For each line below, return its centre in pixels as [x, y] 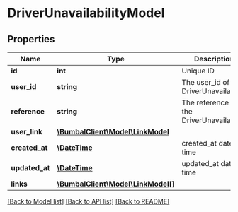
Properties [31, 39]
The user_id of [206, 82]
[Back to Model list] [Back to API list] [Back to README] [89, 201]
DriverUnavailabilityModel [86, 13]
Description [214, 59]
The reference [205, 102]
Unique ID [198, 71]
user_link [27, 132]
